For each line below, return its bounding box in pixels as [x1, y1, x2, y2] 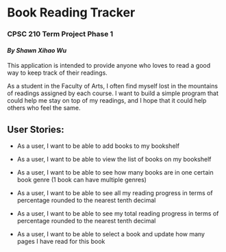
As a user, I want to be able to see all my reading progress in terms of [16, 189, 214, 197]
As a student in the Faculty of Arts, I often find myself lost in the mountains [7, 82, 218, 90]
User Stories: [7, 123, 64, 135]
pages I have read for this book [16, 238, 105, 246]
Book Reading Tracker [7, 5, 136, 21]
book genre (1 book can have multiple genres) [16, 176, 147, 184]
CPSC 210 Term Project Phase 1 [7, 29, 114, 39]
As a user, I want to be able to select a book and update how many [16, 230, 205, 238]
